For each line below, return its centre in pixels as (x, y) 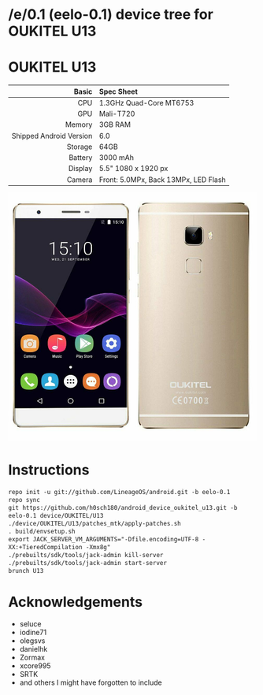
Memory (79, 125)
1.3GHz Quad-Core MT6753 (146, 102)
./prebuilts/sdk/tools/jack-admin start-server (88, 563)
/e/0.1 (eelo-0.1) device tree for (111, 15)
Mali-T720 (117, 114)
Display (80, 169)
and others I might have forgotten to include (91, 682)
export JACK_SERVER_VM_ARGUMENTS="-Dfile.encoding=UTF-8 (104, 540)
